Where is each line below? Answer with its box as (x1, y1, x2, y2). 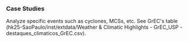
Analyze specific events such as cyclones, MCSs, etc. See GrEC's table (6, 18, 178, 25)
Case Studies (6, 5, 45, 13)
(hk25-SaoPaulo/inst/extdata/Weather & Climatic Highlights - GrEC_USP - (6, 24, 183, 30)
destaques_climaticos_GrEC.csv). (6, 30, 86, 37)
